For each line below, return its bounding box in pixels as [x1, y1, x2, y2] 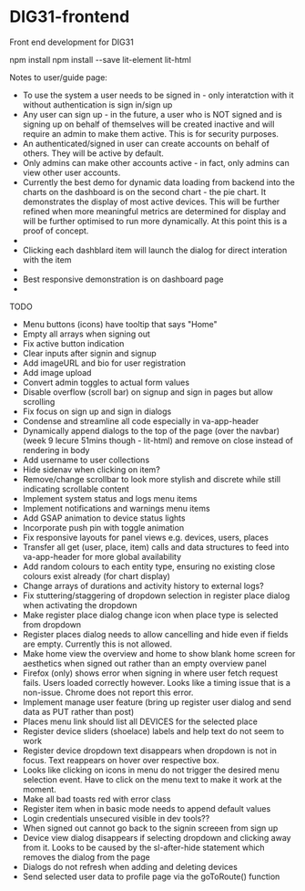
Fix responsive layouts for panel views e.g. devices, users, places [22, 532, 269, 543]
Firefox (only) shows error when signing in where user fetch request [22, 668, 279, 679]
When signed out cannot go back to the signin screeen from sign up [22, 823, 279, 834]
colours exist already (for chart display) [22, 570, 171, 581]
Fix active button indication [22, 337, 125, 348]
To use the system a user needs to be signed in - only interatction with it [22, 89, 294, 100]
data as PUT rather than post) [22, 706, 135, 717]
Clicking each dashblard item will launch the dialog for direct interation [22, 244, 288, 255]
